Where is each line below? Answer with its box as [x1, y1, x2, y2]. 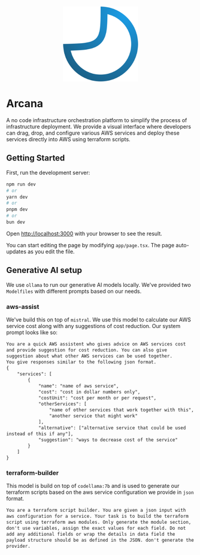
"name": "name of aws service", [38, 383, 119, 389]
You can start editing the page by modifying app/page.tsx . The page [6, 241, 175, 248]
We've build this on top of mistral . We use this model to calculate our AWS [6, 316, 192, 323]
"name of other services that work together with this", [49, 407, 195, 413]
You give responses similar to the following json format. [6, 359, 157, 365]
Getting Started [6, 153, 65, 163]
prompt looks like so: [6, 329, 58, 336]
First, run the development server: [6, 169, 90, 176]
